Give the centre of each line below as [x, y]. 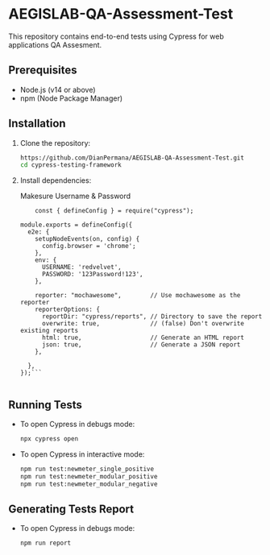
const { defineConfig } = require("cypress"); [114, 211]
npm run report [46, 543]
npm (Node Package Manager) [71, 98]
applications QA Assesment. [55, 44]
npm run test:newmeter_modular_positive [89, 476]
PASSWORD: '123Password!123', [92, 275]
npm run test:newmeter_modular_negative [89, 484]
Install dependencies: [56, 180]
